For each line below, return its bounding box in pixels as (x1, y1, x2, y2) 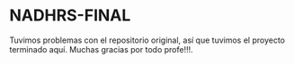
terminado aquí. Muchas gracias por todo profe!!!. (9, 44, 193, 54)
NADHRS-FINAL (9, 5, 131, 26)
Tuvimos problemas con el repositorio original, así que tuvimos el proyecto (9, 35, 286, 45)
